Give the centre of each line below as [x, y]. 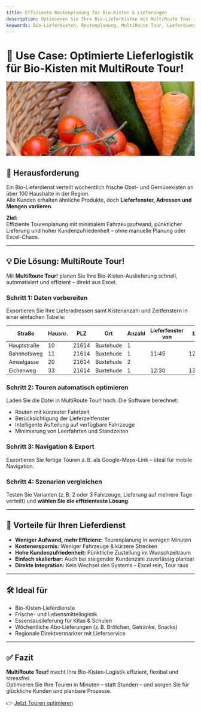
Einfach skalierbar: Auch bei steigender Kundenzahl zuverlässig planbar [105, 559]
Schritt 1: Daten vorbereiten [47, 297]
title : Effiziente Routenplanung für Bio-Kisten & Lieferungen [87, 13]
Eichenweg [22, 370]
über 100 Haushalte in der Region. [48, 193]
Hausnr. [58, 334]
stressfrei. [19, 678]
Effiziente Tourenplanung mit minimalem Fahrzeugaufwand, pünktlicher [94, 224]
